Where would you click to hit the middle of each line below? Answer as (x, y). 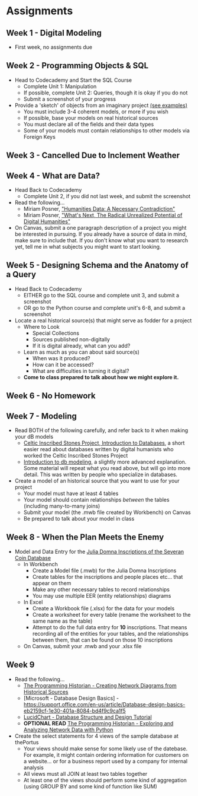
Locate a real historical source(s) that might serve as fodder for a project (103, 320)
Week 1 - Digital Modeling (54, 33)
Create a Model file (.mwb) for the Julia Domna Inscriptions (104, 570)
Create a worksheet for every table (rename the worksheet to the (111, 614)
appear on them (52, 583)
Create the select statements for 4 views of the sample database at (97, 736)
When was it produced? (61, 358)
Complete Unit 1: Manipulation (60, 86)
